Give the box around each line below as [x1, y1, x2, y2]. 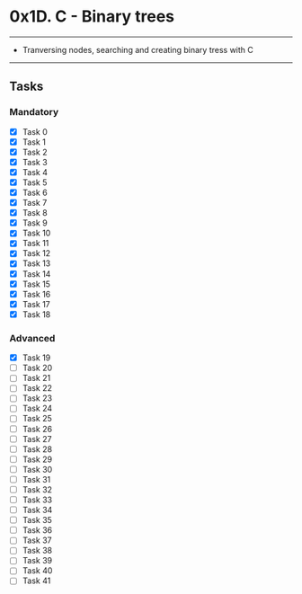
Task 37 [22, 535, 52, 545]
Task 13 [22, 258, 51, 269]
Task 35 [22, 515, 52, 526]
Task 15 [22, 279, 51, 289]
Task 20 [22, 362, 53, 374]
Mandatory [9, 106, 59, 119]
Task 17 [22, 298, 51, 309]
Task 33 [22, 494, 52, 505]
